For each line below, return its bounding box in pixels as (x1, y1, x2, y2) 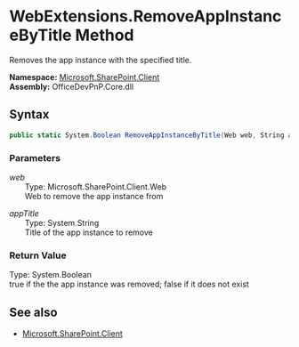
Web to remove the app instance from (25, 190, 164, 201)
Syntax (9, 107, 50, 122)
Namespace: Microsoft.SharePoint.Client (9, 71, 160, 82)
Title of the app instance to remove (25, 227, 153, 238)
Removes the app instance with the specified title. (9, 54, 192, 65)
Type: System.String (25, 217, 100, 228)
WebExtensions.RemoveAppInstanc (9, 6, 282, 27)
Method (75, 25, 134, 45)
